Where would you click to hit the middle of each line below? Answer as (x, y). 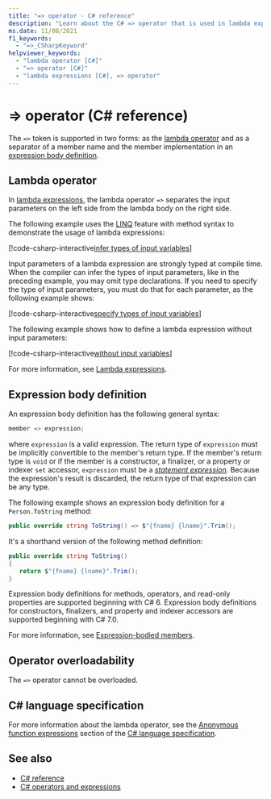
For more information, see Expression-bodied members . (102, 635)
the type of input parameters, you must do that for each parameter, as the (131, 289)
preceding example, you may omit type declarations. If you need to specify (133, 281)
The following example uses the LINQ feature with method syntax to (121, 224)
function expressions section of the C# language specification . (113, 734)
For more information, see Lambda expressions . (88, 369)
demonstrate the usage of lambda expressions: (87, 233)
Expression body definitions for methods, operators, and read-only (119, 594)
